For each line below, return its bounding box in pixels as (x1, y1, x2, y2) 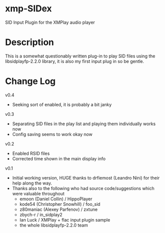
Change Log (5, 76, 56, 87)
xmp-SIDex (5, 3, 52, 14)
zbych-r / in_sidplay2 (19, 211, 63, 218)
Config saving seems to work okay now (12, 131, 93, 137)
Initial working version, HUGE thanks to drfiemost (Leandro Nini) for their (12, 175, 160, 181)
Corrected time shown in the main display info (12, 155, 106, 161)
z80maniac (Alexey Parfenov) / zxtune (19, 206, 98, 212)
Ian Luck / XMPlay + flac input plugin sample (19, 217, 110, 223)
